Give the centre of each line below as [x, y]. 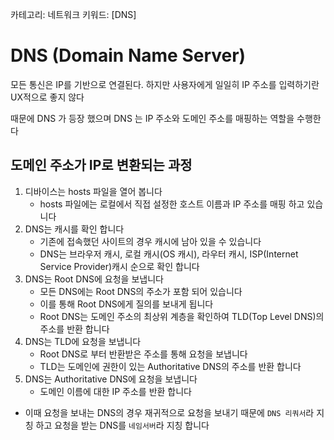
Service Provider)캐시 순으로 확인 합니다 [119, 266]
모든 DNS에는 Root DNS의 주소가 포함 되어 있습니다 [141, 291]
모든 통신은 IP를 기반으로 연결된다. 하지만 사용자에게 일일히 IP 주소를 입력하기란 [165, 84]
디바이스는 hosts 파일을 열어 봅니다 [93, 191]
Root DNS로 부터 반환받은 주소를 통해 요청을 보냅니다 [143, 354]
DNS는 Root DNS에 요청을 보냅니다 [94, 279]
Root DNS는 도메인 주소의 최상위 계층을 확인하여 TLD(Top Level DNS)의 [182, 316]
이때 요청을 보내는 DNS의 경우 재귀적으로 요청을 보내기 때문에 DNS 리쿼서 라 [169, 412]
